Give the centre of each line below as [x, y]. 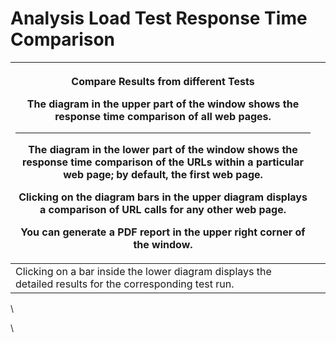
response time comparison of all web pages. [163, 116]
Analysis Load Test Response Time [159, 18]
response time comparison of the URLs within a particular [163, 162]
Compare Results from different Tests [163, 81]
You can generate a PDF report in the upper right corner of [163, 232]
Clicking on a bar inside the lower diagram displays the [143, 271]
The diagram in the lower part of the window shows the [163, 149]
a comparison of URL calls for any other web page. [163, 209]
